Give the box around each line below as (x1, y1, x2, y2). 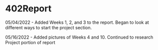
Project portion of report (5, 39, 56, 45)
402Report (5, 3, 52, 14)
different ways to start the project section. (5, 24, 92, 30)
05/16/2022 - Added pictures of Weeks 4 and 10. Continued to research (5, 34, 153, 40)
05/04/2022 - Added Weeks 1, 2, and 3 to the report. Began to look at (5, 19, 149, 25)
